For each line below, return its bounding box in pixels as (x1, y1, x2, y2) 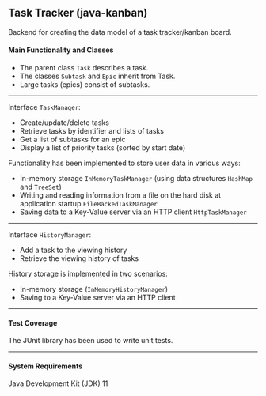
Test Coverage (8, 318, 58, 327)
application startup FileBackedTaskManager (19, 199, 158, 209)
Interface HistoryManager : (8, 230, 92, 239)
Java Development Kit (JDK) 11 (8, 379, 108, 388)
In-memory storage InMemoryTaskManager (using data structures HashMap (19, 174, 253, 183)
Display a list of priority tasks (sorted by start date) (19, 143, 186, 153)
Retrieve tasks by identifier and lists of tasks (19, 126, 165, 136)
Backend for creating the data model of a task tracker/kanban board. (8, 27, 232, 36)
